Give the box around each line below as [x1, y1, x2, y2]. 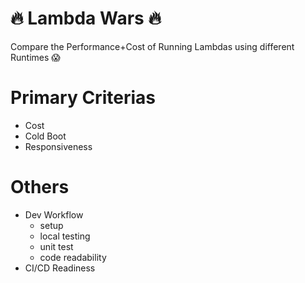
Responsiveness [24, 140, 93, 152]
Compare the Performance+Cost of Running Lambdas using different [10, 40, 295, 52]
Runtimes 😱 [10, 51, 61, 63]
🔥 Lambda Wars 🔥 [10, 7, 162, 30]
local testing [39, 230, 91, 242]
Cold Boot [24, 130, 67, 142]
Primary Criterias [10, 87, 156, 109]
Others [10, 176, 70, 199]
